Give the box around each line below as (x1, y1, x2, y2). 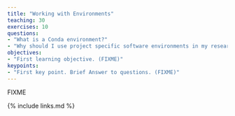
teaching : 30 (7, 17, 45, 24)
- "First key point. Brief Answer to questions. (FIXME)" (7, 68, 180, 75)
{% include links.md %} (7, 101, 76, 110)
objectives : (7, 50, 42, 57)
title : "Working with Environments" (7, 10, 114, 17)
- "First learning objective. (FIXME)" (7, 56, 124, 63)
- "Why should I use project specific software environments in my (7, 43, 208, 50)
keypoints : (7, 62, 39, 69)
